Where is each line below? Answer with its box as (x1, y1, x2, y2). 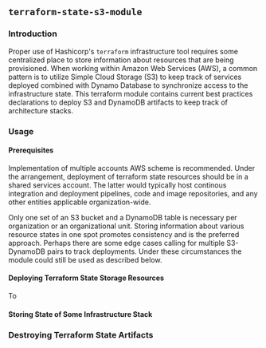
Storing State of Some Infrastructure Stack (8, 309, 153, 318)
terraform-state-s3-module (8, 6, 143, 18)
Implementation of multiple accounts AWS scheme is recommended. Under (8, 163, 256, 172)
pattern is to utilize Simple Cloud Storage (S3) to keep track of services (8, 72, 242, 81)
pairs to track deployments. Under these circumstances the (46, 247, 242, 256)
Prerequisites (8, 145, 54, 155)
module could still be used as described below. (8, 255, 162, 264)
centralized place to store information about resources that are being (8, 55, 234, 65)
